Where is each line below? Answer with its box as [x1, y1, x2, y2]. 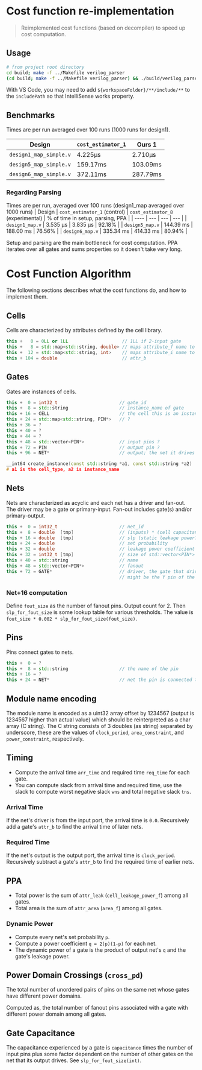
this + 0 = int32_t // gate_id [6, 399, 147, 405]
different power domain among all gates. [6, 1010, 106, 1018]
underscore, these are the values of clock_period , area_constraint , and [6, 729, 185, 736]
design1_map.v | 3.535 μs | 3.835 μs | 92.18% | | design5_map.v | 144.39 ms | [6, 221, 194, 229]
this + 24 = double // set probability [6, 540, 168, 546]
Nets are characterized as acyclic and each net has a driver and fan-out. [6, 499, 186, 506]
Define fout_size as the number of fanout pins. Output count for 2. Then [6, 602, 186, 609]
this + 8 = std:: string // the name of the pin [6, 665, 179, 672]
